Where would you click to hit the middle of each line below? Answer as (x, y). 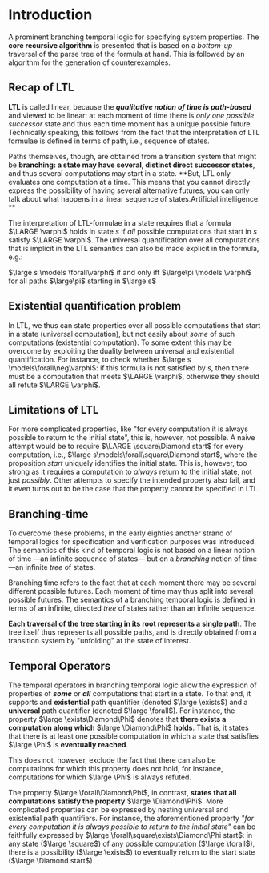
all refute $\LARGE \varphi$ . (54, 385)
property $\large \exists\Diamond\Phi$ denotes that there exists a (117, 719)
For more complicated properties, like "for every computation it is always (128, 429)
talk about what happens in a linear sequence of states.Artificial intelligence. (134, 198)
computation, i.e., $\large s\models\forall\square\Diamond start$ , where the (133, 455)
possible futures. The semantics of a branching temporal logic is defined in (132, 600)
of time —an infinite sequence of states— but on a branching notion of (125, 559)
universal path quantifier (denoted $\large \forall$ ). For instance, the (122, 711)
